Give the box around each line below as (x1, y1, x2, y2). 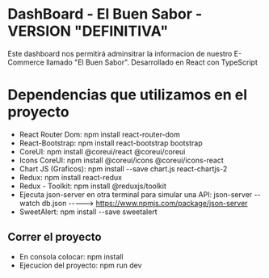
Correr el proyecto (7, 230, 102, 244)
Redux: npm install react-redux (19, 172, 123, 182)
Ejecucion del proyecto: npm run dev (19, 260, 142, 270)
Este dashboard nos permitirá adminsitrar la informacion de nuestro (7, 48, 233, 58)
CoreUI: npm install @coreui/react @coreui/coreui (19, 146, 186, 156)
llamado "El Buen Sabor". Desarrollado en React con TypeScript (46, 57, 258, 67)
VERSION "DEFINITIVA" (7, 22, 169, 40)
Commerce (7, 57, 45, 67)
